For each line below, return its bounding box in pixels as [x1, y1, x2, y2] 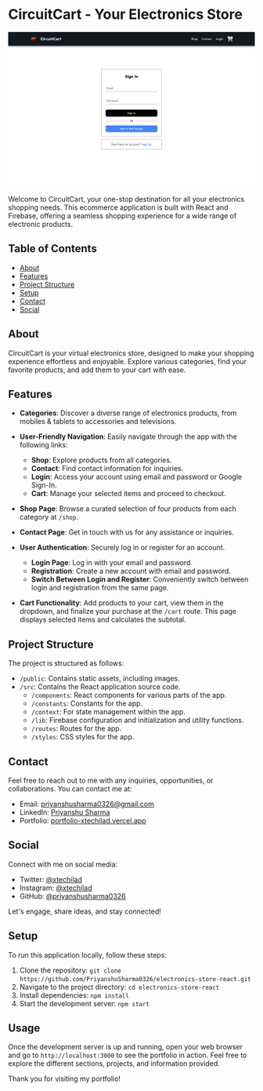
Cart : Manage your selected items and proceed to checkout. [31, 489, 227, 498]
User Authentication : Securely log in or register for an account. [19, 543, 225, 553]
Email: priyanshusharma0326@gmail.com [19, 799, 154, 808]
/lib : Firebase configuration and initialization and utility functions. [31, 716, 244, 725]
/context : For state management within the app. [31, 707, 186, 717]
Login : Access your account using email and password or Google [31, 473, 243, 482]
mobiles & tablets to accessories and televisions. [19, 417, 177, 426]
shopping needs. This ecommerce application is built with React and [8, 203, 229, 212]
